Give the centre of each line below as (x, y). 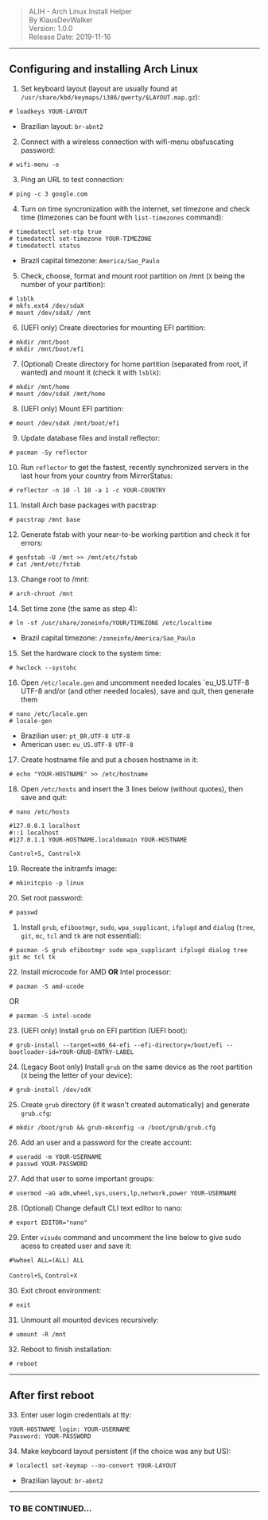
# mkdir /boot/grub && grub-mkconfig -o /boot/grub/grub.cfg (113, 1127)
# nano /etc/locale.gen (49, 714)
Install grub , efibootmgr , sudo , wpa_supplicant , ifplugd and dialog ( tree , (138, 927)
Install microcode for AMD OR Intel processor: (96, 972)
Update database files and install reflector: (90, 437)
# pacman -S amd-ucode (47, 986)
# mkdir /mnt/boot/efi (47, 349)
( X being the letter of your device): (76, 1075)
